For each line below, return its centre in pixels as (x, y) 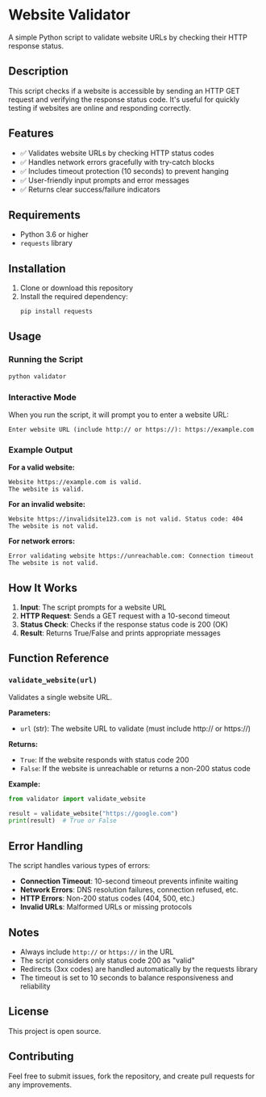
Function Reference (59, 658)
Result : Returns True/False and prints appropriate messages (120, 633)
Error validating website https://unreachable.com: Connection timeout (131, 556)
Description (38, 72)
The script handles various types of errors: (79, 866)
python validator (37, 376)
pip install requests (56, 312)
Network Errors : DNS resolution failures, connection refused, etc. (129, 890)
